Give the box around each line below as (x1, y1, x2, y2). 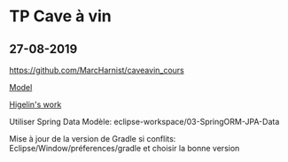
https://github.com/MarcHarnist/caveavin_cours (9, 65, 184, 75)
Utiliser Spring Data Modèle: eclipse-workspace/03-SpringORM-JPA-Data (9, 117, 280, 127)
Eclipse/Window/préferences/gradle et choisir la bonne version (9, 143, 240, 153)
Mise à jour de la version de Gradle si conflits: (9, 134, 176, 143)
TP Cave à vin (9, 6, 113, 27)
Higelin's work (9, 99, 62, 110)
